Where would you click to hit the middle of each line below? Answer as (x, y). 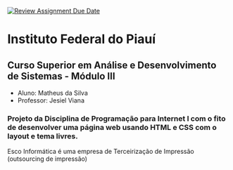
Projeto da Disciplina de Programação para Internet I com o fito (116, 118)
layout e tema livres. (43, 136)
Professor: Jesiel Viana (51, 100)
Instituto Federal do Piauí (82, 39)
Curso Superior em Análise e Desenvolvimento (112, 65)
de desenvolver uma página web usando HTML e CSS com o (112, 127)
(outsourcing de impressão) (48, 159)
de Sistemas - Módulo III (61, 76)
